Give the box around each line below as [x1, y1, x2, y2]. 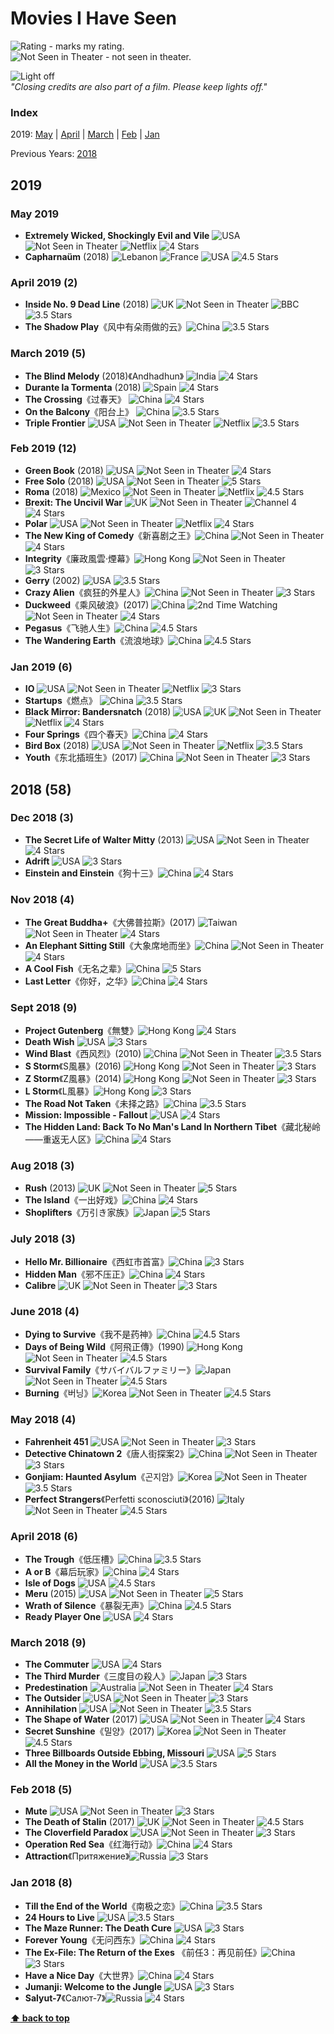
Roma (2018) [24, 485, 79, 497]
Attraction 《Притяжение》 [24, 1850, 130, 1862]
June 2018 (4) [10, 1304, 80, 1318]
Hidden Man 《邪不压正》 [24, 1268, 130, 1280]
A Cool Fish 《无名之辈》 [24, 963, 127, 975]
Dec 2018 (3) [10, 811, 74, 825]
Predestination [24, 1682, 88, 1694]
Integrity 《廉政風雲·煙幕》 [24, 552, 135, 564]
